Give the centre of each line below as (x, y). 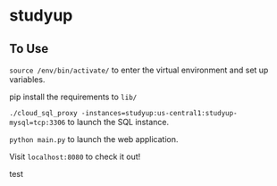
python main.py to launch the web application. (94, 139)
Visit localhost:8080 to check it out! (75, 156)
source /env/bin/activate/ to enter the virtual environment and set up (139, 70)
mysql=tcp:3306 (38, 123)
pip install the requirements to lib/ (73, 97)
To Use (29, 49)
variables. (27, 80)
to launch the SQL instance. (118, 122)
